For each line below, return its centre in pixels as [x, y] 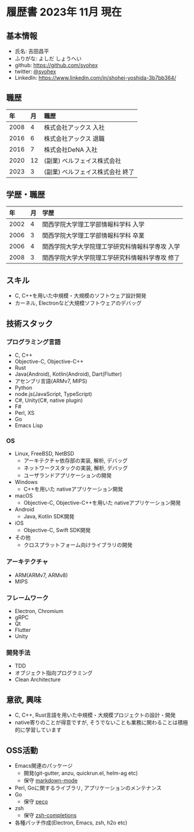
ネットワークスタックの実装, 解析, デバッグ [76, 468]
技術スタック [30, 323]
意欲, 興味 [24, 700]
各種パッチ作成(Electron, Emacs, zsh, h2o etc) [71, 823]
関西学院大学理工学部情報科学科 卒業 [93, 236]
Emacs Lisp [29, 425]
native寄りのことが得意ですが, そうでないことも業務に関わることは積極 [101, 723]
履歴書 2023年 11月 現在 [64, 12]
